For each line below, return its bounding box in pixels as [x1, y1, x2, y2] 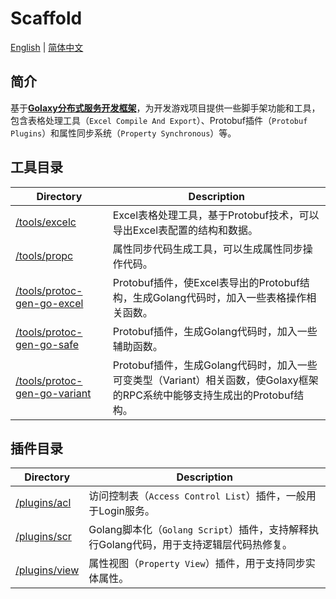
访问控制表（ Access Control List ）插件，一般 [88, 489, 307, 503]
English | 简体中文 [10, 41, 84, 53]
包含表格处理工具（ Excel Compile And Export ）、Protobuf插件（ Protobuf [10, 114, 308, 126]
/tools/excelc [15, 215, 77, 229]
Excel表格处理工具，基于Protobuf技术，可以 [112, 208, 320, 222]
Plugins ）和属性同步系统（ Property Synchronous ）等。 [10, 127, 237, 139]
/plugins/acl [15, 496, 72, 510]
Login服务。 [98, 504, 156, 518]
